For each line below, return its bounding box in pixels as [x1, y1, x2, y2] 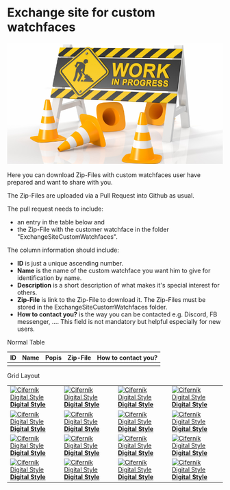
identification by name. [16, 274, 82, 282]
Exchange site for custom [7, 5, 155, 21]
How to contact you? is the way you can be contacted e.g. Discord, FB [16, 310, 218, 318]
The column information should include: [7, 246, 120, 255]
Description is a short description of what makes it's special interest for [16, 281, 220, 290]
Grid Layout [7, 371, 40, 380]
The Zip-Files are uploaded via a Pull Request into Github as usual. [7, 191, 195, 200]
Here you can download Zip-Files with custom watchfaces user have [7, 171, 201, 179]
